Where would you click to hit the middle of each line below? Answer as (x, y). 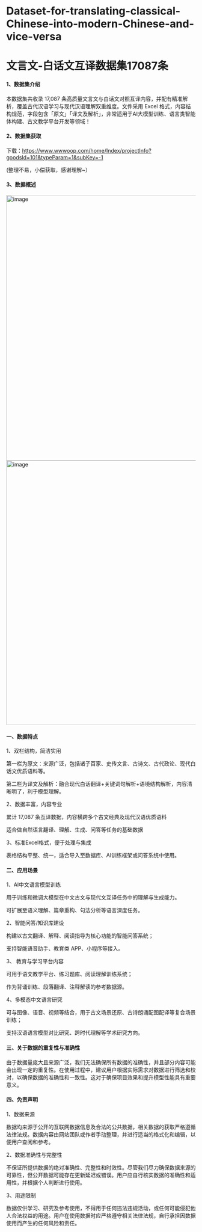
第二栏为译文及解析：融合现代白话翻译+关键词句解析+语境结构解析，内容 (97, 784)
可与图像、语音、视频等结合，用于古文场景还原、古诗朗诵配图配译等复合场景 (101, 1013)
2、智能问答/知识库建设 (35, 923)
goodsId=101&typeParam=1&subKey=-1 (55, 157)
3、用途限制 (21, 1195)
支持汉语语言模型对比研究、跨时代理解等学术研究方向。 (75, 1033)
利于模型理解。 (45, 791)
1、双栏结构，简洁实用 (34, 751)
